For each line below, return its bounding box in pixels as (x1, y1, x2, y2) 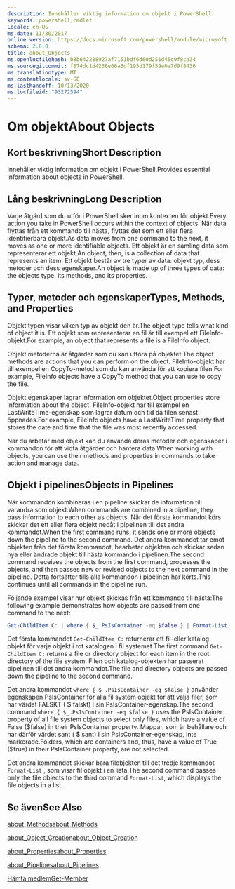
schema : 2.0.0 (7, 43, 49, 50)
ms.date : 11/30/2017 (7, 29, 68, 37)
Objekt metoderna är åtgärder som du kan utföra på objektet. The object (7, 349, 214, 358)
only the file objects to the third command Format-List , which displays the (7, 773, 222, 782)
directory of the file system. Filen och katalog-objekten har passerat (7, 657, 204, 665)
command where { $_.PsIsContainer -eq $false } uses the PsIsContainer (7, 708, 223, 716)
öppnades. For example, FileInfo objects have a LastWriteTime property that (7, 415, 225, 424)
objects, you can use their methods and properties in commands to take (7, 451, 215, 460)
